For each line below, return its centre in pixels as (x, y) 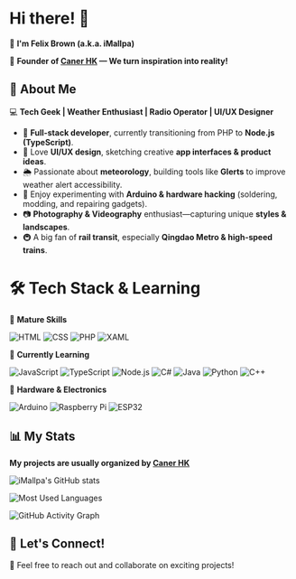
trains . (35, 250)
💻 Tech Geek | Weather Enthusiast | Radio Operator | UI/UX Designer (142, 111)
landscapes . (46, 227)
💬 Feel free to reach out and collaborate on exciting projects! (122, 565)
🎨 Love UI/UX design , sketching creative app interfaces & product (147, 152)
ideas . (34, 161)
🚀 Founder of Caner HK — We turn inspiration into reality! (119, 61)
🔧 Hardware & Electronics (58, 389)
